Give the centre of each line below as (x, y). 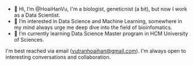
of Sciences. (29, 40)
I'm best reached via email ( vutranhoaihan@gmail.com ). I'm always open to (96, 51)
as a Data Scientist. (37, 15)
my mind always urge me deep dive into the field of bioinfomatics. (93, 27)
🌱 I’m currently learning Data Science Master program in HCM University (101, 34)
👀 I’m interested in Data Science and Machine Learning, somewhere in (98, 21)
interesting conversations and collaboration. (58, 57)
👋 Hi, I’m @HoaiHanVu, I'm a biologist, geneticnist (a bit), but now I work (100, 9)
